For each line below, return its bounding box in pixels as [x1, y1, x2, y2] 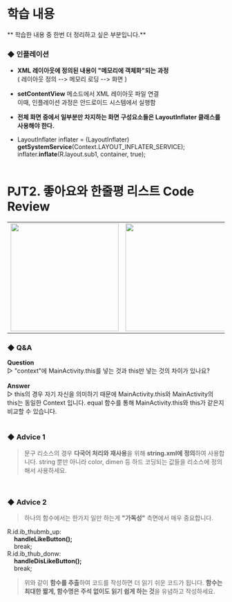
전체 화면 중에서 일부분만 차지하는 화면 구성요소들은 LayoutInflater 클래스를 [17, 113, 221, 122]
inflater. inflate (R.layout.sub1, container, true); [17, 150, 146, 159]
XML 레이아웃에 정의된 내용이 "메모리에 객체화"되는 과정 [17, 66, 169, 75]
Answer [7, 382, 30, 390]
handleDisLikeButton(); [13, 557, 82, 565]
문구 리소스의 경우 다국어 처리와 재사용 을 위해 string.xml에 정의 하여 [23, 449, 206, 457]
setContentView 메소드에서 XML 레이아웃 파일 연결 [17, 90, 159, 98]
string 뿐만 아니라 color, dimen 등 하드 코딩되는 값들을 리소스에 [39, 457, 210, 466]
